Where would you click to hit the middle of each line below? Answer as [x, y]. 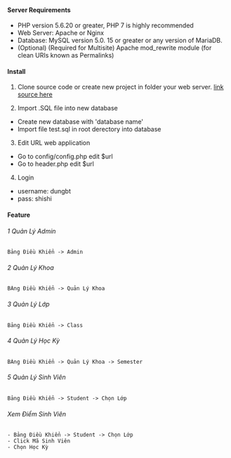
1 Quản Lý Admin [32, 231]
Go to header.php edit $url [56, 164]
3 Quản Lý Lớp [28, 304]
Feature [19, 215]
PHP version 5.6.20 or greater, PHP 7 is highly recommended [106, 25]
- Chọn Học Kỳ [28, 447]
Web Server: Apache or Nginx [60, 33]
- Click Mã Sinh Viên [39, 441]
